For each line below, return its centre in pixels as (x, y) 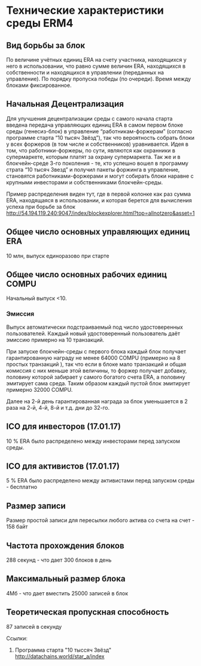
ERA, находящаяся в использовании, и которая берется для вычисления (99, 200)
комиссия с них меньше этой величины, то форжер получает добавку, (97, 370)
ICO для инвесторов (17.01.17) (64, 427)
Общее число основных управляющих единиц (98, 232)
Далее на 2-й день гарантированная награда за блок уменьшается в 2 (97, 401)
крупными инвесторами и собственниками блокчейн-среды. (85, 182)
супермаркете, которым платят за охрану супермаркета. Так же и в (93, 157)
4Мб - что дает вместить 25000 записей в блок (67, 593)
